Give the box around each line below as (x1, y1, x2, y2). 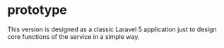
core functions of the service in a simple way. (7, 32, 140, 40)
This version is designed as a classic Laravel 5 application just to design (7, 25, 217, 33)
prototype (7, 2, 67, 18)
